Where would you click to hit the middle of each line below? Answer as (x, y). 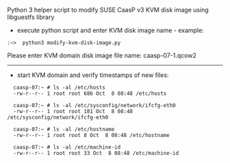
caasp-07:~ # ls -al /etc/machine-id (67, 147)
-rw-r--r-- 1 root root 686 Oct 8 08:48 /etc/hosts (90, 93)
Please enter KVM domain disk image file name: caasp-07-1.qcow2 (102, 55)
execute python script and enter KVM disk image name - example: (110, 30)
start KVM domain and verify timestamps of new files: (93, 75)
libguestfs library (31, 17)
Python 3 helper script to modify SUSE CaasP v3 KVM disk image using (108, 10)
